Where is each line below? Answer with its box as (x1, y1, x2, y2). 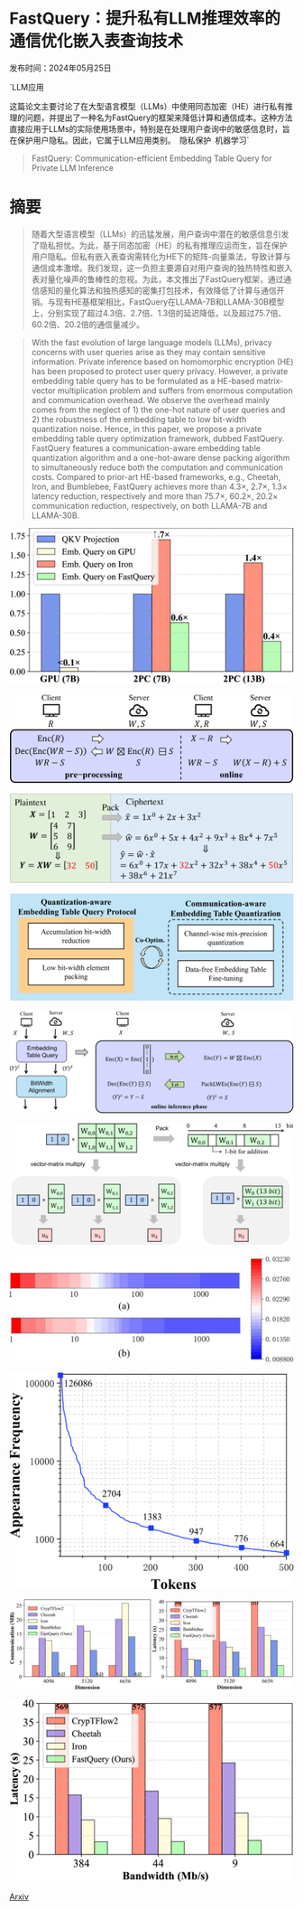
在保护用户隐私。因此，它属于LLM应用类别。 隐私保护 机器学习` (9, 135, 250, 146)
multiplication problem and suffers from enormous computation (57, 385, 293, 396)
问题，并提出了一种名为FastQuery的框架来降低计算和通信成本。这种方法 (24, 112, 293, 123)
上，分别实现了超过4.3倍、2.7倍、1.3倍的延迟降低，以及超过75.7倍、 (31, 307, 287, 318)
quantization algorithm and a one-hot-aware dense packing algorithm (31, 452, 290, 463)
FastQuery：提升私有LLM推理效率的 (9, 8, 281, 29)
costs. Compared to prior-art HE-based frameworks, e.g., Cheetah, (31, 471, 281, 482)
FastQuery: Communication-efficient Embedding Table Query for (31, 153, 272, 164)
